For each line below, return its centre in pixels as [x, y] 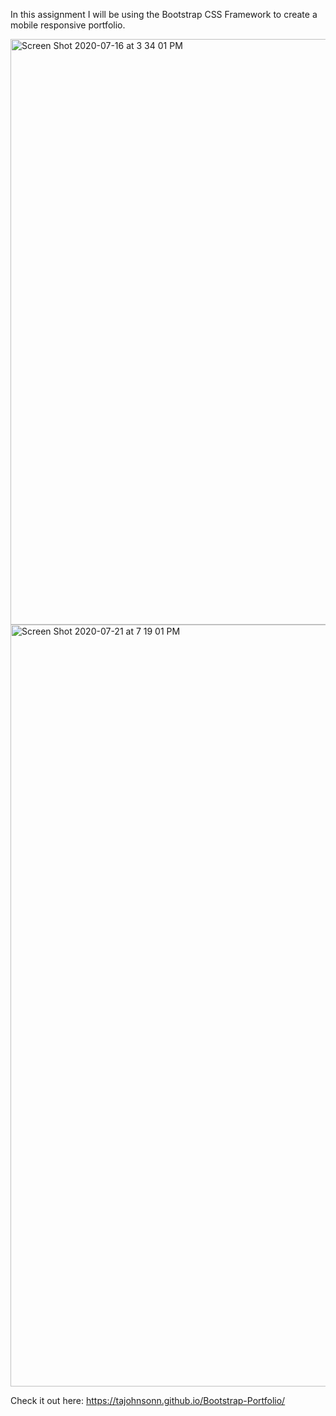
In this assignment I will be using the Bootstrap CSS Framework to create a [164, 14]
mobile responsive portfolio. [68, 25]
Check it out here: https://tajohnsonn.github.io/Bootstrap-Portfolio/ [148, 1400]
